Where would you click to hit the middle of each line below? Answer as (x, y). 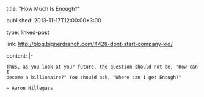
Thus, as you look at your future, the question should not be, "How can (102, 67)
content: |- (20, 56)
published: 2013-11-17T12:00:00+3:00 (54, 20)
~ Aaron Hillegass (30, 88)
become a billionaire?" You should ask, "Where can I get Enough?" (94, 78)
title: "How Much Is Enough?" (43, 9)
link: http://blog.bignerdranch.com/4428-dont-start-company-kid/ (89, 44)
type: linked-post (28, 32)
